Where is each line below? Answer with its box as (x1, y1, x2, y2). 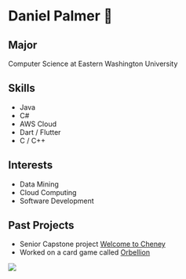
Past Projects (8, 219, 75, 232)
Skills (8, 82, 35, 95)
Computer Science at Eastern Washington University (8, 59, 178, 68)
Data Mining (19, 179, 59, 189)
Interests (8, 158, 53, 172)
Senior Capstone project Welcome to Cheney (19, 239, 166, 249)
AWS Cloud (19, 119, 57, 129)
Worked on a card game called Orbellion (19, 248, 151, 257)
